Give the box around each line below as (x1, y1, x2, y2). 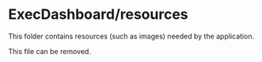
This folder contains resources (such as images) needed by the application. (8, 31, 255, 41)
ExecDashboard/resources (8, 5, 188, 24)
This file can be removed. (8, 46, 91, 56)
